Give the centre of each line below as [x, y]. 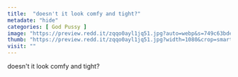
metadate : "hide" [33, 20]
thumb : [17, 40]
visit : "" [22, 46]
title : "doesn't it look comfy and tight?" [74, 14]
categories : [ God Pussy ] [47, 27]
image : [17, 33]
